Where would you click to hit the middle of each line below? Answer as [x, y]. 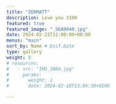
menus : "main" [24, 40]
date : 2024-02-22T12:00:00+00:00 [49, 35]
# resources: [23, 63]
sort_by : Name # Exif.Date [40, 46]
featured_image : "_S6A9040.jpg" [47, 29]
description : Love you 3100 [42, 18]
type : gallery [24, 52]
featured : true [26, 23]
